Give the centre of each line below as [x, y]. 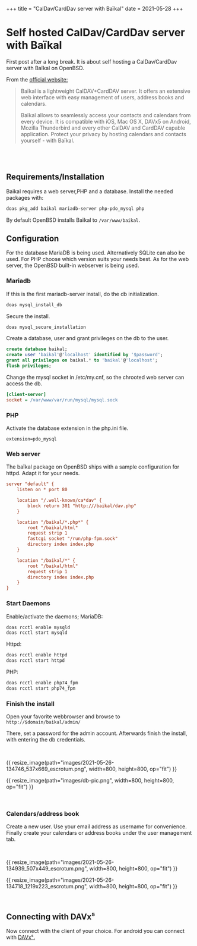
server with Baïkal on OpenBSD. [45, 68]
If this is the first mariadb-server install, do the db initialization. [82, 294]
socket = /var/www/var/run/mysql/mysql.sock [62, 400]
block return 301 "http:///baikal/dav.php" [82, 506]
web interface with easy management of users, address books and [102, 97]
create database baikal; [37, 349]
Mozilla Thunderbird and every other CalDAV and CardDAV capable [103, 128]
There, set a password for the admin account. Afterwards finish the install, [97, 733]
